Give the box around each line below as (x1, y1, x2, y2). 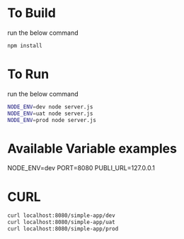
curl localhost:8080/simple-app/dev (7, 212, 115, 219)
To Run (7, 66, 50, 82)
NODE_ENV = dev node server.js (7, 103, 93, 111)
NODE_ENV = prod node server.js (7, 116, 97, 123)
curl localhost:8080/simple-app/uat (7, 218, 115, 226)
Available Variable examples (7, 140, 177, 157)
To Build (7, 5, 57, 21)
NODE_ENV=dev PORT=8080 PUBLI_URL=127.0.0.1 (7, 164, 156, 172)
